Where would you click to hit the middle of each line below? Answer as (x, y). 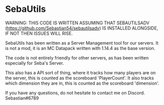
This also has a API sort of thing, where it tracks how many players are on (81, 72)
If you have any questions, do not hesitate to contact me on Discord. (75, 93)
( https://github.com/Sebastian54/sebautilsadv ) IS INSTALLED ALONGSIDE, (82, 28)
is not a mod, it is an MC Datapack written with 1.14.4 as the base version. (80, 48)
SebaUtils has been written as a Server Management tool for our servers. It (82, 43)
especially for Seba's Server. (35, 63)
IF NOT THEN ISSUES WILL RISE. (39, 33)
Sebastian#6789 (22, 98)
